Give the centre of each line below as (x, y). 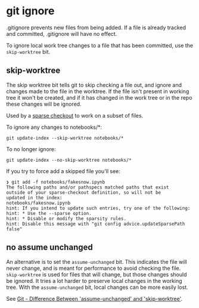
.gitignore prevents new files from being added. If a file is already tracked (96, 27)
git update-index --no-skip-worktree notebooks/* (69, 160)
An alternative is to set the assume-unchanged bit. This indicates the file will (97, 261)
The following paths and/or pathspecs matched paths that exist (88, 187)
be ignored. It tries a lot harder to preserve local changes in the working (94, 281)
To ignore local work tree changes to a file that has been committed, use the (100, 45)
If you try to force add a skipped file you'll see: (63, 171)
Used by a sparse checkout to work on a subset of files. (75, 115)
